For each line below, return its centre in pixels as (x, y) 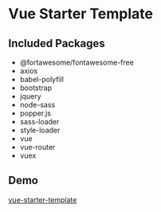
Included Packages (57, 43)
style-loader (40, 130)
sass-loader (39, 122)
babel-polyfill (41, 79)
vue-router (37, 147)
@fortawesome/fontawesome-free (77, 62)
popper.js (35, 113)
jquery (30, 96)
